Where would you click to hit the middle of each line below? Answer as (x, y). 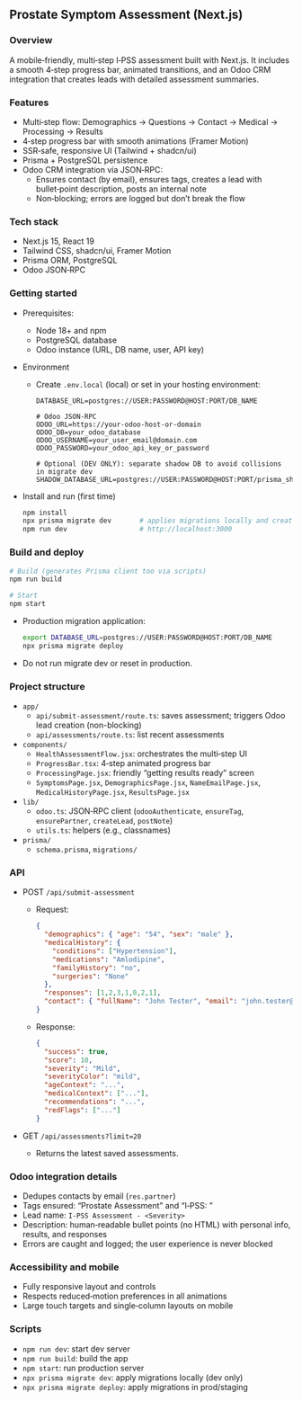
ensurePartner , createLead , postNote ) (104, 821)
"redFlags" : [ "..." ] (82, 1110)
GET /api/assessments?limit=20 (82, 1136)
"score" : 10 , (68, 1060)
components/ (44, 745)
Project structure (47, 686)
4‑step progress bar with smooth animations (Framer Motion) (135, 141)
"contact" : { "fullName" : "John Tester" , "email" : (141, 1002)
